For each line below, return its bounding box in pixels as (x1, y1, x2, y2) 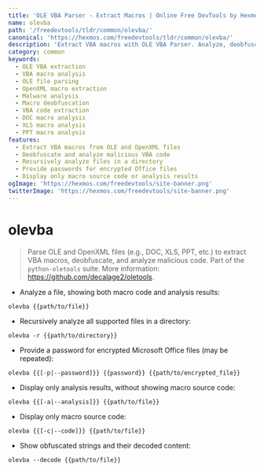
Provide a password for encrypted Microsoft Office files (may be (19, 345, 229, 355)
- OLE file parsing (15, 77, 79, 85)
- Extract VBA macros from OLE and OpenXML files (15, 143, 181, 151)
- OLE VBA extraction (15, 63, 86, 71)
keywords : (8, 56, 41, 64)
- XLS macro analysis (15, 121, 86, 129)
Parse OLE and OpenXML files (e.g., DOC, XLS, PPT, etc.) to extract (27, 247, 247, 256)
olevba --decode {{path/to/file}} (8, 455, 122, 464)
